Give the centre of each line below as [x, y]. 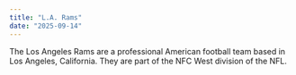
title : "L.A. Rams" [46, 17]
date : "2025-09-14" [46, 26]
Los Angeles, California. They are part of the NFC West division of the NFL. [148, 61]
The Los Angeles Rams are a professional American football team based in [148, 51]
